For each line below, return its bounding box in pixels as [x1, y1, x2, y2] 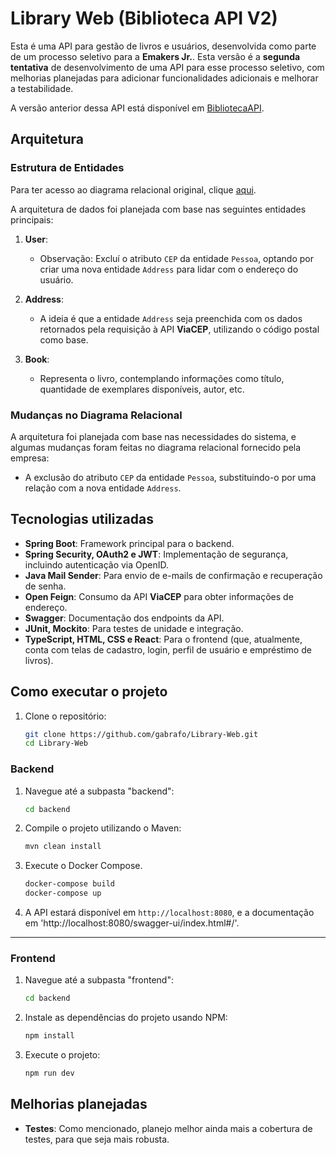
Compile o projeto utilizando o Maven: [24, 822, 182, 834]
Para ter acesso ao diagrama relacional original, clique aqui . [10, 183, 257, 196]
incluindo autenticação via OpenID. [24, 558, 170, 571]
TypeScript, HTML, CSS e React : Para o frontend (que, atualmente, [24, 633, 303, 645]
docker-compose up [24, 888, 102, 899]
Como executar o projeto [10, 683, 168, 701]
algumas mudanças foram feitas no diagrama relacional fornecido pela [10, 441, 302, 453]
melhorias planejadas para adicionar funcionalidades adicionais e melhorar [10, 72, 319, 84]
